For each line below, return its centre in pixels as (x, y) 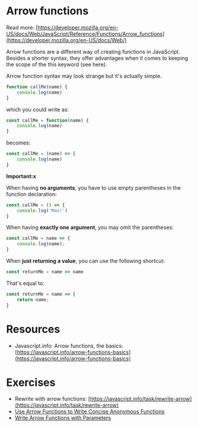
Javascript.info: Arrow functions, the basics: (69, 346)
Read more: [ (22, 27)
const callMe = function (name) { (48, 120)
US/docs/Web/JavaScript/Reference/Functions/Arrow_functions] (85, 33)
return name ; (33, 299)
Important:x (21, 176)
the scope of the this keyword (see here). (57, 64)
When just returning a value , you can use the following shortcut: (86, 261)
